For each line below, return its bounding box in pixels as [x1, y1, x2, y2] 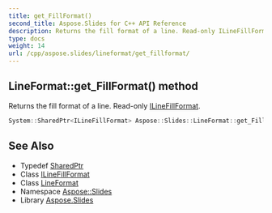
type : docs [8, 34, 45, 43]
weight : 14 [8, 42, 45, 50]
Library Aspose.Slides [19, 195, 94, 205]
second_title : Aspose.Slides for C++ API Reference [8, 19, 186, 28]
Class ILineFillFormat [19, 169, 91, 179]
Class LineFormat [19, 177, 79, 187]
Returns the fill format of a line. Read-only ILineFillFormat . [8, 100, 201, 110]
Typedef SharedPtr [19, 160, 84, 170]
